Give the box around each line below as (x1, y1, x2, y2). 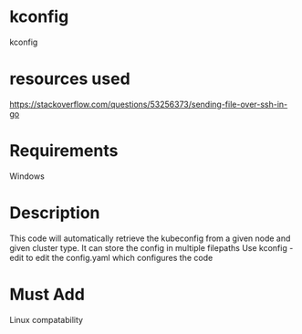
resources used (9, 68, 130, 89)
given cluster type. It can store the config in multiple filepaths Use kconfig (9, 242, 287, 253)
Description (9, 203, 100, 223)
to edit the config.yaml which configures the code (26, 252, 213, 263)
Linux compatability (9, 314, 84, 325)
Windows (9, 171, 46, 182)
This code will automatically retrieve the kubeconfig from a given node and (9, 233, 291, 244)
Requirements (9, 141, 119, 162)
